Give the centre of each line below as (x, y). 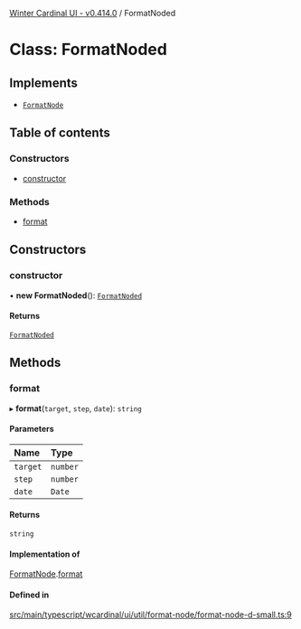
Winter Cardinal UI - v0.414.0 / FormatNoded (93, 13)
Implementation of (45, 554)
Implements (44, 83)
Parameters (32, 429)
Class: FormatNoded (88, 50)
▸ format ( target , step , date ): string (76, 408)
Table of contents (60, 133)
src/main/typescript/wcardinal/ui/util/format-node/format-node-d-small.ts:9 (150, 615)
